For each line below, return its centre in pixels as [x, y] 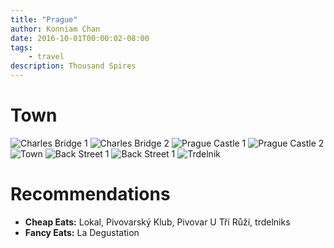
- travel [46, 57]
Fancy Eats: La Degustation [82, 232]
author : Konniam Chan [55, 29]
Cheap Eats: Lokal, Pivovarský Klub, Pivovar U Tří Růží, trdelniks [157, 222]
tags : [21, 47]
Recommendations [90, 194]
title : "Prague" [44, 19]
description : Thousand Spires [73, 66]
